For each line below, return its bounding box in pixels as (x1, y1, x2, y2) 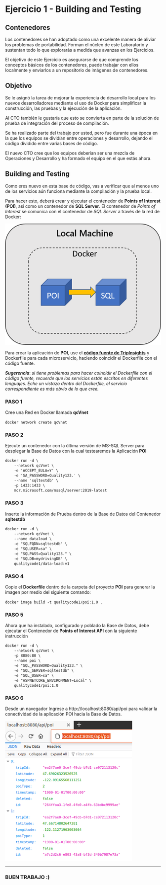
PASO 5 (5, 611, 24, 618)
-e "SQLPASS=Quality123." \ (14, 551, 72, 556)
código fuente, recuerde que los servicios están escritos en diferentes (5, 375, 148, 381)
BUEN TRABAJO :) (5, 874, 50, 881)
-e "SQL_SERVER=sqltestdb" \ (14, 668, 74, 673)
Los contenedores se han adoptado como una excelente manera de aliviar (5, 36, 156, 42)
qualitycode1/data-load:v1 (14, 561, 70, 566)
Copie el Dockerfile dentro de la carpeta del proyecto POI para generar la (5, 584, 155, 590)
